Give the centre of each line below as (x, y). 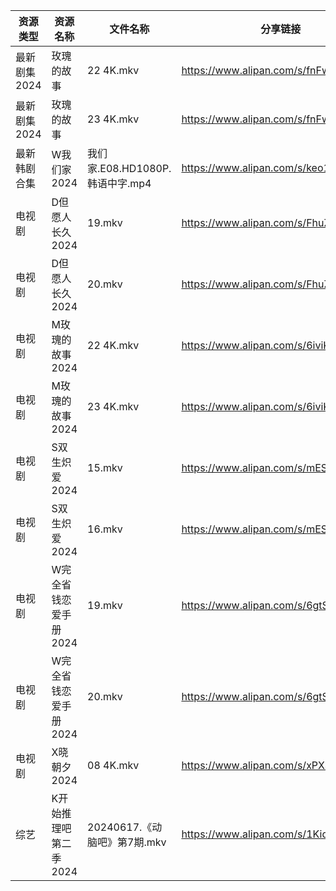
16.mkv (105, 529)
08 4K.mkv (113, 765)
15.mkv (105, 467)
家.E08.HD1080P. (129, 168)
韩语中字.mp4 (119, 183)
